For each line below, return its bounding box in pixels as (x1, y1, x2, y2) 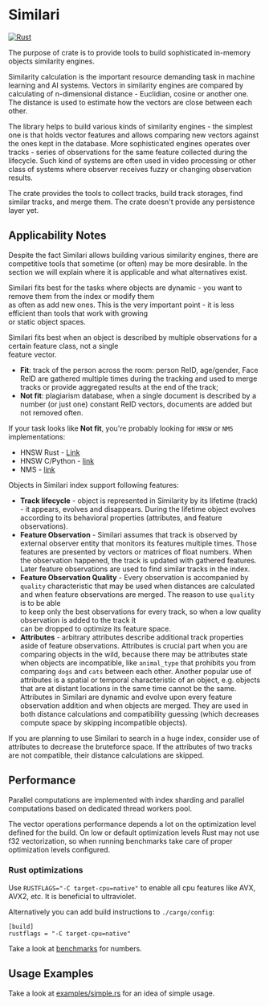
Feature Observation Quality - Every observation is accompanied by (19, 572, 249, 582)
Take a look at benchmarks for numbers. (8, 943, 142, 953)
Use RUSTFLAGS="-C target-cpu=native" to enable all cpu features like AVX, (8, 882, 255, 893)
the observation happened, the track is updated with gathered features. (19, 555, 257, 565)
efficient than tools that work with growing (8, 308, 149, 318)
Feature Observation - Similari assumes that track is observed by (19, 530, 238, 539)
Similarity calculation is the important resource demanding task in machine (8, 72, 255, 81)
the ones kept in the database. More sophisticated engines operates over (8, 138, 251, 148)
